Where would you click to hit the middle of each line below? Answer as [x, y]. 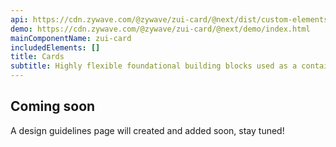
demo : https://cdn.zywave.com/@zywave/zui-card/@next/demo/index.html [160, 29]
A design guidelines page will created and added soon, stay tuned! [147, 130]
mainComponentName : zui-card [71, 38]
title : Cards [37, 57]
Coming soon [53, 106]
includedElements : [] [55, 47]
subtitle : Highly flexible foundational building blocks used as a [154, 66]
